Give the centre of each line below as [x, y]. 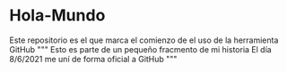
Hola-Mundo [57, 16]
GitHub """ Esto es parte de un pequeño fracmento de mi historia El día [140, 49]
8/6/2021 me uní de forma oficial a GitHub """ [93, 59]
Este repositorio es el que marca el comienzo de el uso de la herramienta [144, 40]
